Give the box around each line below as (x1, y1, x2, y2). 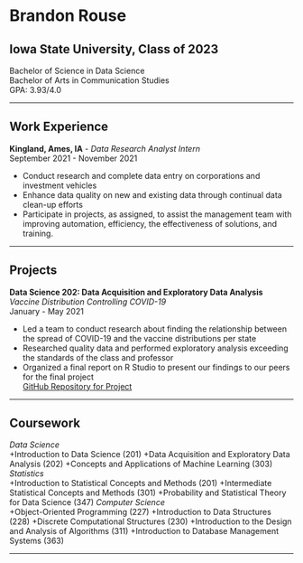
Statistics (9, 468, 44, 479)
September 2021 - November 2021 (9, 153, 138, 164)
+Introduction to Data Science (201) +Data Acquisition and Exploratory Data (9, 449, 290, 460)
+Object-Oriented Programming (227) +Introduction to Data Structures (9, 507, 272, 518)
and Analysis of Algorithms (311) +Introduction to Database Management (9, 526, 280, 537)
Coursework (9, 416, 81, 431)
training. (22, 228, 54, 239)
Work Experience (9, 119, 109, 135)
